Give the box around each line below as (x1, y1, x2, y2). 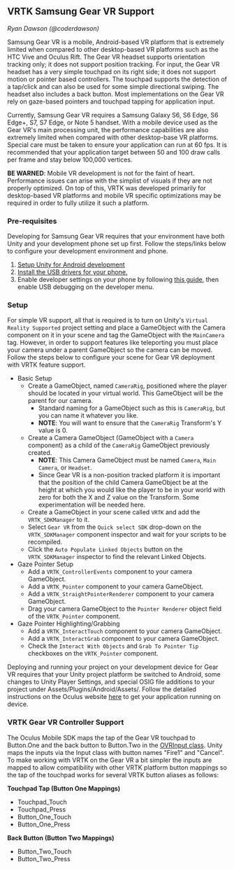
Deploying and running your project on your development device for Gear (7, 663, 219, 671)
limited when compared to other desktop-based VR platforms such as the (7, 45, 219, 53)
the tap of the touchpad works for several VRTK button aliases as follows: (7, 770, 219, 779)
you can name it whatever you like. (38, 411, 138, 420)
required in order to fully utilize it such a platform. (7, 199, 149, 207)
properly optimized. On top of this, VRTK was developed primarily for (7, 183, 206, 192)
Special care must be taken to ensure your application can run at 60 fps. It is (7, 140, 227, 149)
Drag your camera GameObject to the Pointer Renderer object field (27, 605, 222, 613)
